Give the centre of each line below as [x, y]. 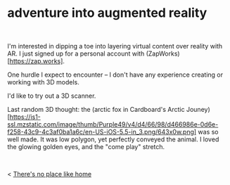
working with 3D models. [43, 82]
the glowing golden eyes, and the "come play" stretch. [86, 146]
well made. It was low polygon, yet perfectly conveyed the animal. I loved [113, 139]
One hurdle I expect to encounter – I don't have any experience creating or [115, 75]
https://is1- [25, 117]
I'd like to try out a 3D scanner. [52, 96]
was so [209, 132]
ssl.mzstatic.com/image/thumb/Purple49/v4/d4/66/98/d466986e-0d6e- [113, 124]
